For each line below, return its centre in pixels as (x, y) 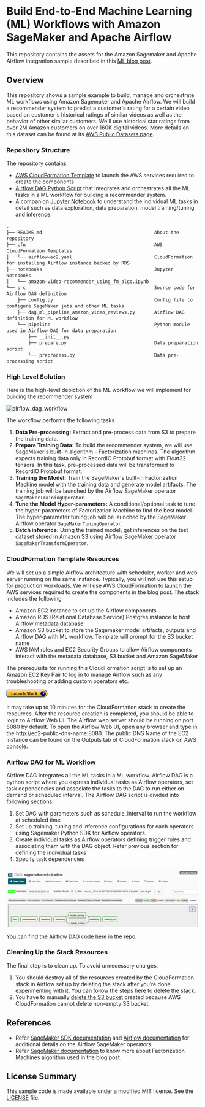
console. (17, 746)
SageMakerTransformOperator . (52, 543)
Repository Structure (38, 150)
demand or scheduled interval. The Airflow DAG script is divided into (93, 795)
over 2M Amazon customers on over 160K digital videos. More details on (98, 128)
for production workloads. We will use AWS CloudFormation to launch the (99, 585)
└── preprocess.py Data (97, 355)
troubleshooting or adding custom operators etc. (68, 681)
